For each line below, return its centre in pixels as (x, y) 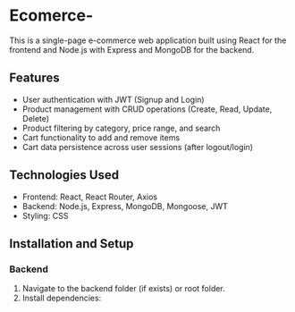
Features (34, 78)
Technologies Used (64, 175)
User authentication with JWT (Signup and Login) (113, 99)
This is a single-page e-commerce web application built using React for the (148, 40)
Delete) (36, 118)
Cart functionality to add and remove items (101, 137)
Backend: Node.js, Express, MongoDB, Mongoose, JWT (125, 206)
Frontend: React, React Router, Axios (90, 197)
